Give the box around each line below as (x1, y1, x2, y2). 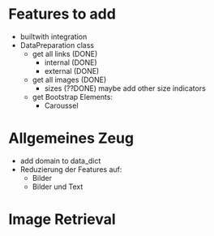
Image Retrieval (8, 210, 116, 229)
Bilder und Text (32, 182, 83, 191)
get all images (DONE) (32, 75, 107, 84)
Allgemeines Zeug (8, 129, 135, 148)
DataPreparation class (19, 40, 95, 49)
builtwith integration (19, 32, 88, 41)
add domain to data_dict (19, 156, 101, 165)
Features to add (8, 5, 116, 24)
